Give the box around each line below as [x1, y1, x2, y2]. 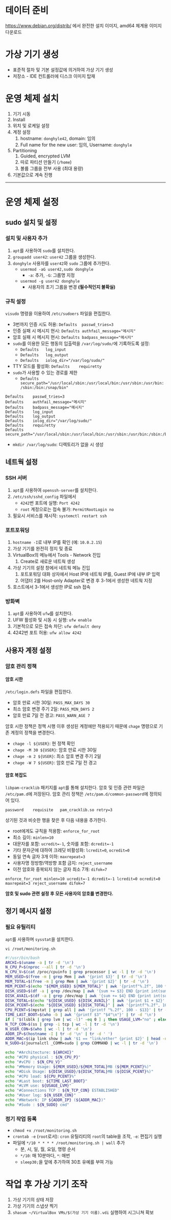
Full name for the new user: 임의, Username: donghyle [20, 142, 132, 148]
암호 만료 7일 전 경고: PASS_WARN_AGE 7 [12, 712, 90, 718]
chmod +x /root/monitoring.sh [12, 1128, 77, 1134]
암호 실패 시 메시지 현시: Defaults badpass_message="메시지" [12, 334, 134, 340]
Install [12, 116, 25, 123]
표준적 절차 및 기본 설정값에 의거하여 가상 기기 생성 [12, 66, 113, 73]
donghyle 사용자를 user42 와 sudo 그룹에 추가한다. [12, 260, 111, 266]
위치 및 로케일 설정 [12, 122, 50, 128]
